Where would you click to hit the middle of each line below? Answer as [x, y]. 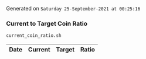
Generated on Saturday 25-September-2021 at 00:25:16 [73, 8]
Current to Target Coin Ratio [47, 23]
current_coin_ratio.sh [34, 36]
